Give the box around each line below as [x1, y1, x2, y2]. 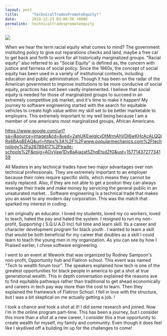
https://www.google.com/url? [5, 128, 66, 134]
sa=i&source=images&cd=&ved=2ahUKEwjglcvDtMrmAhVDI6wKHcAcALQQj [5, 133, 162, 139]
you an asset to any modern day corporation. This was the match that [5, 196, 148, 202]
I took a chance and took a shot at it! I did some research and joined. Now [5, 304, 156, 310]
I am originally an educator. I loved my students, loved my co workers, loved [5, 211, 161, 217]
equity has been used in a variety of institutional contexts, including [5, 71, 144, 77]
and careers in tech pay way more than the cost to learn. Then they [5, 284, 143, 290]
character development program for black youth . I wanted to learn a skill [5, 226, 155, 232]
